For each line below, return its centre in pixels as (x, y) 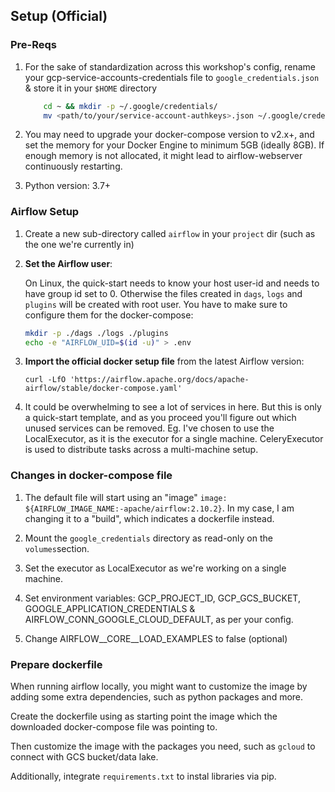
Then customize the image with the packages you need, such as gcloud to (163, 746)
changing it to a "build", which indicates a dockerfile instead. (149, 518)
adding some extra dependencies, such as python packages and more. (157, 697)
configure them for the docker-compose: (109, 315)
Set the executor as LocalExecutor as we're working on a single (155, 568)
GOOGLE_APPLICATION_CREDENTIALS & (110, 608)
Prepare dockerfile (56, 664)
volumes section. (57, 548)
